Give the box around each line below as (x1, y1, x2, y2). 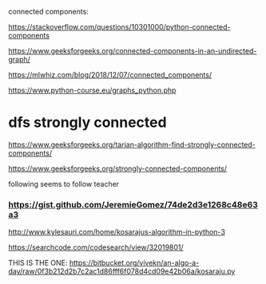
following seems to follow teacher (8, 179, 120, 188)
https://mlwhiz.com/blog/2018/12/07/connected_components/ (8, 70, 212, 79)
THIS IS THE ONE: (8, 258, 68, 268)
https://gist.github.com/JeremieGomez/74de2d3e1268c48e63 (8, 199, 258, 210)
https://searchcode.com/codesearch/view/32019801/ (8, 243, 184, 252)
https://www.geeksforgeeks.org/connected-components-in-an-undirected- (8, 46, 257, 55)
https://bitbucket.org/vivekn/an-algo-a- (69, 258, 200, 268)
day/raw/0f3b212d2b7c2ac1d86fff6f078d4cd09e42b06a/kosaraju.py (8, 266, 236, 276)
